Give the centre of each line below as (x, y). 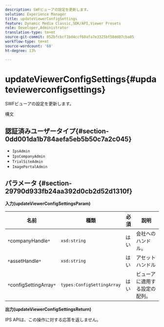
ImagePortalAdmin (30, 167)
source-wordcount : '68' (29, 46)
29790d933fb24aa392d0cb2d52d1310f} (69, 191)
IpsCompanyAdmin (29, 157)
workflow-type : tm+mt (27, 42)
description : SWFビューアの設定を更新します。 (48, 10)
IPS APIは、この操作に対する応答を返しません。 (53, 320)
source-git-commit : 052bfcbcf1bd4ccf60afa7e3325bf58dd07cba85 (70, 37)
